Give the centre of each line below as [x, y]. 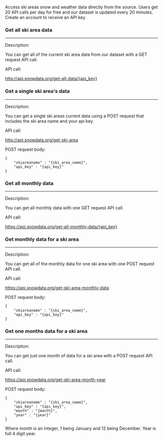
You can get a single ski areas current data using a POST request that [74, 116]
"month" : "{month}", [35, 411]
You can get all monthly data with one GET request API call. [64, 208]
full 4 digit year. [21, 434]
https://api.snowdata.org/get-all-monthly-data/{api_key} [61, 226]
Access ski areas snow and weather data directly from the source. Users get [81, 7]
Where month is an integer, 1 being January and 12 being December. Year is [81, 428]
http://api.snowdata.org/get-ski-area [42, 140]
